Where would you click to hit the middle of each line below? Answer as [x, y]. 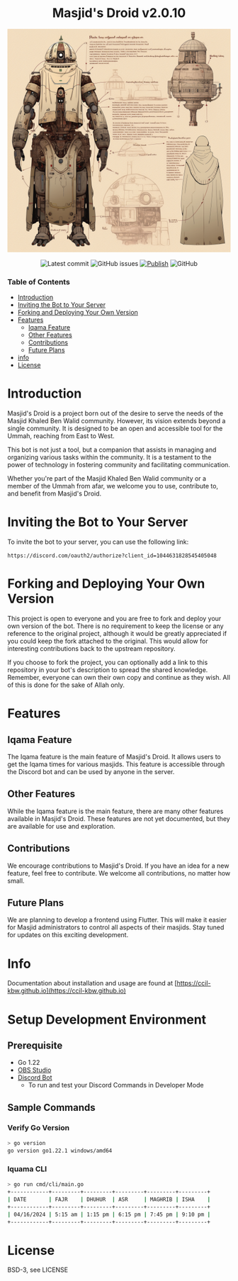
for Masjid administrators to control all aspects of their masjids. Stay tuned [116, 927]
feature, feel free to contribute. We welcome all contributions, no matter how [119, 873]
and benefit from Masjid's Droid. [55, 493]
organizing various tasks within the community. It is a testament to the [109, 457]
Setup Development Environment [107, 1019]
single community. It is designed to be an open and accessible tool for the [115, 429]
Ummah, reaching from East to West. [61, 436]
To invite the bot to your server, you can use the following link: [98, 542]
